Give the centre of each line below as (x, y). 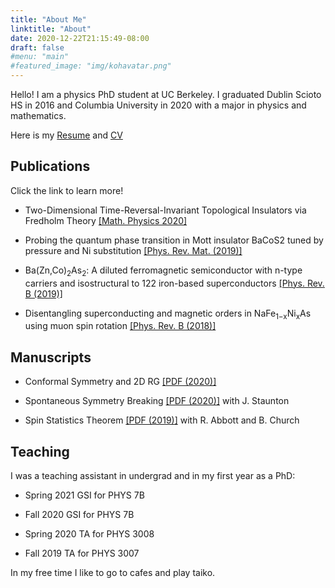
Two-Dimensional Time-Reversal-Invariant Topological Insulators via (165, 210)
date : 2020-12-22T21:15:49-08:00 (80, 38)
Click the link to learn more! (67, 190)
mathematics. (38, 115)
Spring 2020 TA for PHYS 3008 (89, 534)
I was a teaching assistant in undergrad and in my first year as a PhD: (153, 476)
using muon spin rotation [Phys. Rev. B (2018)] (120, 326)
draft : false (37, 47)
